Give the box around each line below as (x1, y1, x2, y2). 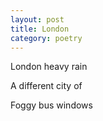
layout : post (10, 14, 65, 25)
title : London (10, 24, 70, 34)
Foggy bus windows (10, 99, 93, 111)
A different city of (10, 80, 83, 92)
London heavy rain (10, 61, 88, 73)
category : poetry (10, 33, 83, 43)
